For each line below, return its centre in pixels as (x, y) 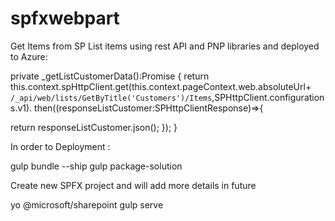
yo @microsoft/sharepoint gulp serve (87, 204)
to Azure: (29, 56)
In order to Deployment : (60, 146)
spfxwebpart (65, 18)
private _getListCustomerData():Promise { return (110, 76)
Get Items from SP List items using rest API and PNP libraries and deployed (165, 46)
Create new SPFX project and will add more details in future (133, 185)
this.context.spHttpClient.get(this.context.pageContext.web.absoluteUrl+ (161, 86)
